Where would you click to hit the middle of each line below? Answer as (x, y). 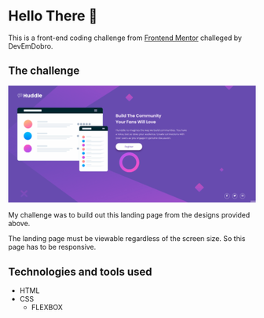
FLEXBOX (47, 307)
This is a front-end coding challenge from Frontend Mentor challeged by (125, 38)
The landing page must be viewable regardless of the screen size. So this (127, 239)
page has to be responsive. (52, 247)
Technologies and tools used (80, 271)
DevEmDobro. (31, 46)
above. (19, 224)
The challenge (44, 71)
